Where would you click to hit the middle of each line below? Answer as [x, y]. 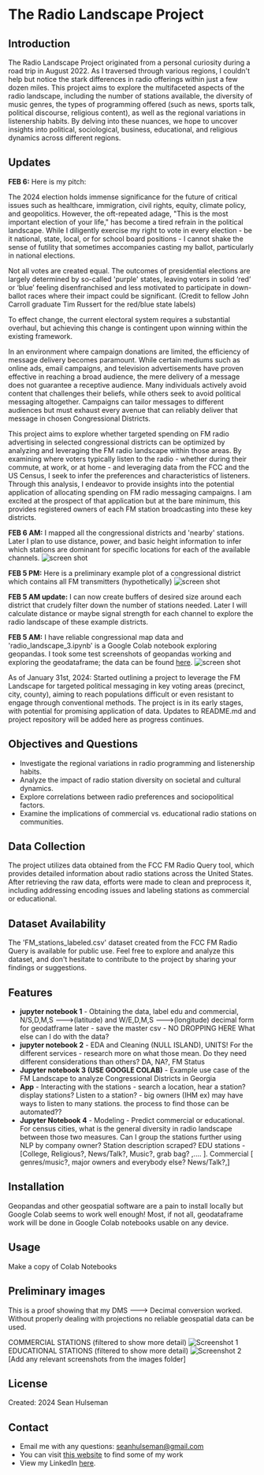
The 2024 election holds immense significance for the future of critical [123, 197]
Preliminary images [57, 1291]
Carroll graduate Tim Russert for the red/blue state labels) [102, 304]
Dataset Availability [57, 923]
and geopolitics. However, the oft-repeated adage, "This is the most [118, 214]
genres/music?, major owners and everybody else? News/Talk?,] [125, 1162]
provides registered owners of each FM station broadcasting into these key [130, 509]
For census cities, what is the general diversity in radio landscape [126, 1129]
